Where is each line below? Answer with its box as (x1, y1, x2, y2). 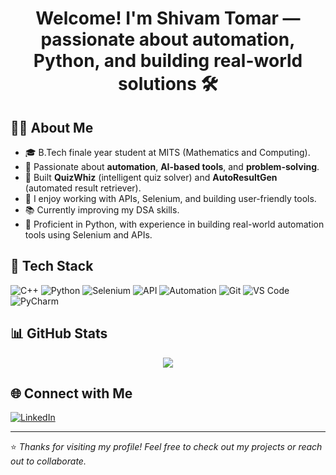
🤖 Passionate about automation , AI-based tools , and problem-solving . (24, 161, 320, 172)
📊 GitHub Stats (10, 325, 108, 342)
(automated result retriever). (24, 182, 142, 194)
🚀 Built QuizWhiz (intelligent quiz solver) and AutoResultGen (24, 172, 278, 183)
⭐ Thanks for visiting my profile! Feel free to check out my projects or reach (10, 441, 323, 453)
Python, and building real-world (33, 50, 303, 72)
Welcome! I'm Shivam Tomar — (35, 7, 301, 30)
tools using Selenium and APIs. (24, 229, 153, 241)
